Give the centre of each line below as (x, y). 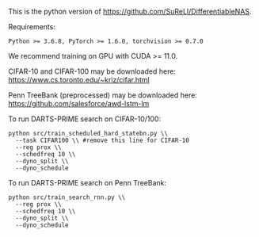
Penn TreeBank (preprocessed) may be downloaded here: (103, 95)
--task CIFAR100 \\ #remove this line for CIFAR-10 (103, 140)
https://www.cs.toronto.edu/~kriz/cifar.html (79, 80)
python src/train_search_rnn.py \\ (67, 197)
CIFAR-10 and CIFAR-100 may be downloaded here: (92, 71)
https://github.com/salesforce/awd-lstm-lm (79, 103)
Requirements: (32, 27)
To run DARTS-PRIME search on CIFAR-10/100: (84, 119)
